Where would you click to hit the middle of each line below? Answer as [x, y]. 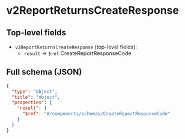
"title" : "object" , [36, 97]
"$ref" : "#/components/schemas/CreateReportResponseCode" [96, 114]
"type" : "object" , [35, 91]
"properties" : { [32, 102]
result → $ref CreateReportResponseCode [77, 53]
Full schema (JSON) [44, 72]
